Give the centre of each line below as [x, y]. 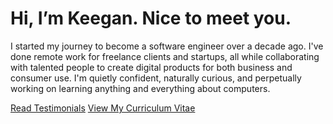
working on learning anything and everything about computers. [140, 88]
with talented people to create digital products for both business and [151, 67]
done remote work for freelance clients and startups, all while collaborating [165, 56]
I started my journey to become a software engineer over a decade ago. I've [167, 46]
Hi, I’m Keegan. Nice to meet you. [151, 18]
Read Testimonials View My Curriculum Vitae [103, 108]
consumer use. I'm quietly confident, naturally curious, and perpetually [156, 78]
